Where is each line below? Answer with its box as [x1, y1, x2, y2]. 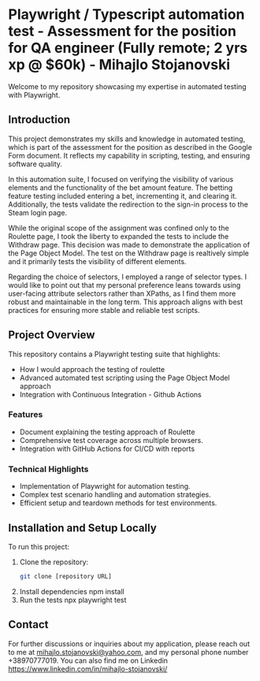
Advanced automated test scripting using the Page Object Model [19, 373, 230, 382]
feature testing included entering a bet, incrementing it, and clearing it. [8, 191, 238, 200]
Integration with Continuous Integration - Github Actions [19, 389, 202, 399]
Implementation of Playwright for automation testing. [19, 482, 191, 491]
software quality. [8, 159, 63, 169]
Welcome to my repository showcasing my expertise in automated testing [8, 81, 247, 91]
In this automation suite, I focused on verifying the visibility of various [8, 174, 234, 184]
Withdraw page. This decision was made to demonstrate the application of [8, 240, 251, 249]
